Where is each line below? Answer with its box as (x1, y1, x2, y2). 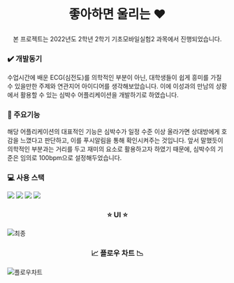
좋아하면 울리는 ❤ (68, 6, 166, 22)
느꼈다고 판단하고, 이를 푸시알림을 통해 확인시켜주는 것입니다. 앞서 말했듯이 (20, 136, 224, 144)
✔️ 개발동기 (7, 54, 43, 64)
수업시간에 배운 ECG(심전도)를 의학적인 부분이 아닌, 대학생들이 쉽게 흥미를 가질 (7, 73, 222, 82)
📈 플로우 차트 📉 (91, 249, 144, 259)
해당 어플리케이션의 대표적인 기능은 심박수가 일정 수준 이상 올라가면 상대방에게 (7, 127, 220, 136)
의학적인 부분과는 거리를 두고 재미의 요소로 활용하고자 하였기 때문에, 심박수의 (7, 145, 217, 153)
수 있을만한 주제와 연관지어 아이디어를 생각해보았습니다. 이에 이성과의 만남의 (7, 82, 214, 91)
